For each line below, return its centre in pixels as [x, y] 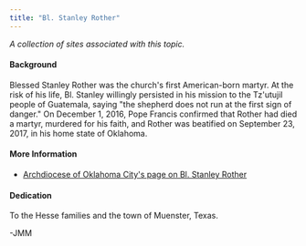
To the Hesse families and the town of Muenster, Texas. [114, 216]
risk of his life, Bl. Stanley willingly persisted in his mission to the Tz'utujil [146, 94]
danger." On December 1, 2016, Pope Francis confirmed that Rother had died [153, 114]
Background [33, 65]
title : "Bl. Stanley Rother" [65, 18]
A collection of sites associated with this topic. [97, 44]
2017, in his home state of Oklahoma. [79, 133]
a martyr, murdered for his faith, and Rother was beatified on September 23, [152, 123]
